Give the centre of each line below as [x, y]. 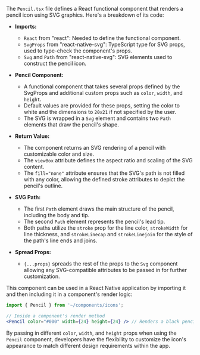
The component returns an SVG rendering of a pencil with [95, 148]
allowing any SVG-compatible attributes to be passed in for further [105, 270]
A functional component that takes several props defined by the [102, 87]
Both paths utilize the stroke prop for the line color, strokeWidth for [106, 228]
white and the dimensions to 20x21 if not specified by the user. [100, 112]
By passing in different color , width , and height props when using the [91, 333]
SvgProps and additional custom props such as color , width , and [103, 93]
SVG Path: [28, 197]
